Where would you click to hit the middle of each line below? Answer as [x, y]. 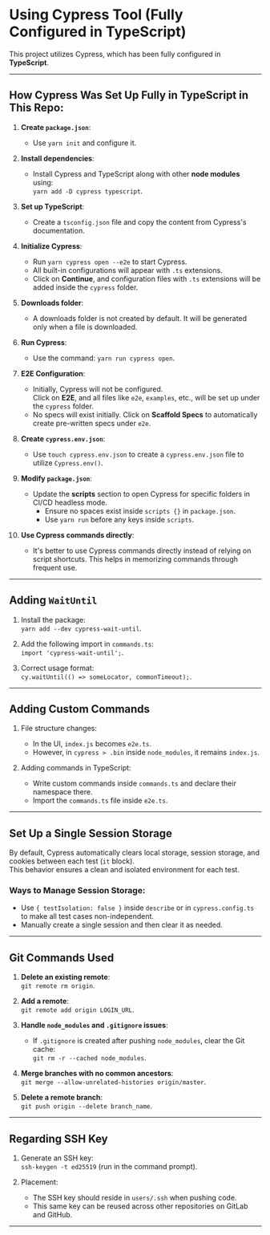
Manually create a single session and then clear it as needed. [122, 925]
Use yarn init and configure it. [85, 143]
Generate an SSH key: [57, 1158]
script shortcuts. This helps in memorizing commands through [135, 559]
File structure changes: [59, 729]
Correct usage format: [57, 668]
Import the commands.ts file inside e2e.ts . [100, 801]
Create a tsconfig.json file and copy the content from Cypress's [139, 221]
